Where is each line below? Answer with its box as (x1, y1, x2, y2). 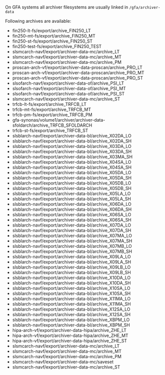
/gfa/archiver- (129, 5, 161, 10)
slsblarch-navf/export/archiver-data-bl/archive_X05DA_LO (12, 170, 132, 175)
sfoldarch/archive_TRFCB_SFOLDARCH (12, 122, 92, 128)
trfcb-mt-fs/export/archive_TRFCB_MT (12, 106, 91, 112)
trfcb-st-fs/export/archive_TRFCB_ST (12, 128, 88, 133)
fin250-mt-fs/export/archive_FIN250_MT (12, 33, 95, 39)
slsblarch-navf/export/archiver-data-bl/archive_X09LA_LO (12, 254, 131, 259)
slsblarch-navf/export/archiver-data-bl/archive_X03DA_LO (12, 143, 132, 149)
